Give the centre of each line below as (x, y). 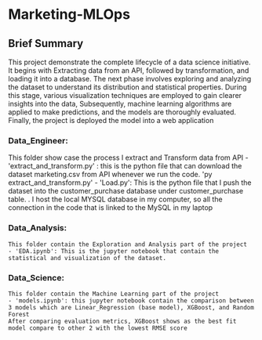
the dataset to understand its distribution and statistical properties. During (127, 87)
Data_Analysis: (38, 228)
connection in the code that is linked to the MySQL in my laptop (111, 208)
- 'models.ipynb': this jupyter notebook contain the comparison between (131, 300)
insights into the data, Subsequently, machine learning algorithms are (120, 104)
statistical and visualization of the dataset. (87, 258)
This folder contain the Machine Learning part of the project (114, 294)
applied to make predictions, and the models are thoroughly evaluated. (122, 112)
